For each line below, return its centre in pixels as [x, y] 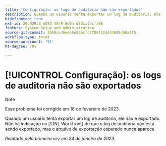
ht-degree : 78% [21, 46]
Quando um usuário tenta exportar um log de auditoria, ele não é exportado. [83, 118]
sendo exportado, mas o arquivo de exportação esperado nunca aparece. [81, 129]
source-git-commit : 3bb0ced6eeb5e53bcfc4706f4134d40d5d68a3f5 [71, 33]
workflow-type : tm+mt [28, 37]
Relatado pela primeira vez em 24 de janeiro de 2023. [60, 138]
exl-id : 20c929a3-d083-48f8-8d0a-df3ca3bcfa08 [54, 23]
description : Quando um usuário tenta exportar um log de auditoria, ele [83, 14]
